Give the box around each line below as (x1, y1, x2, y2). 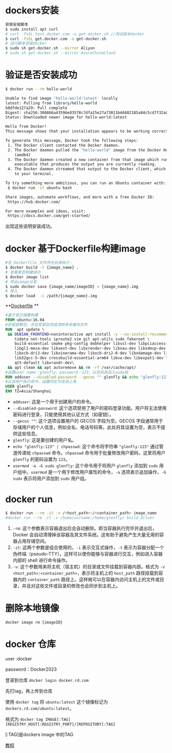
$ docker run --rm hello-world (5, 86, 72, 92)
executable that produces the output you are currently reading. (14, 162, 157, 167)
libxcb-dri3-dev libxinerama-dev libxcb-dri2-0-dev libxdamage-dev (14, 351, 161, 356)
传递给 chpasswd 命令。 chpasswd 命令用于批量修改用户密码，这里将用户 (17, 450, 166, 456)
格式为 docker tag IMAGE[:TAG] (5, 716, 71, 722)
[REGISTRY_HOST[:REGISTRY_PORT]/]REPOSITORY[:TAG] (5, 722, 116, 727)
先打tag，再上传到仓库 (5, 688, 53, 694)
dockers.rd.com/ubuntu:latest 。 (5, 705, 74, 711)
